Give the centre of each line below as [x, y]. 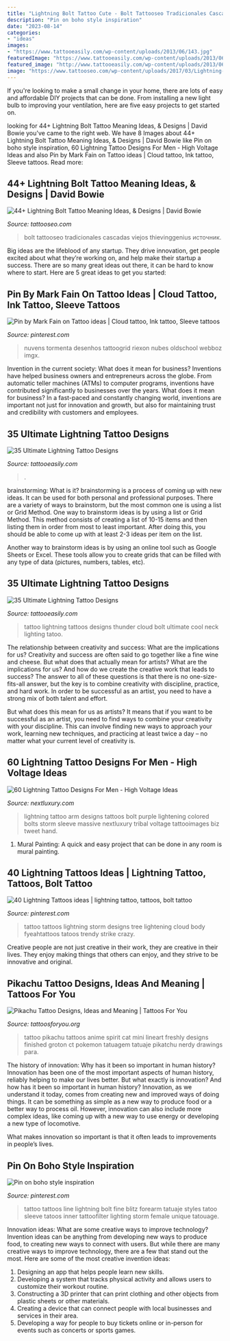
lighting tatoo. [43, 634]
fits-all [16, 684]
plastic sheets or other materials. [63, 1301]
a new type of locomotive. [44, 1123]
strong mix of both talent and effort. [57, 698]
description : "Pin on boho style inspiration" [75, 20]
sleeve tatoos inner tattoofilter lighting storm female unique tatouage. [122, 1216]
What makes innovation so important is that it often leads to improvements [112, 1137]
